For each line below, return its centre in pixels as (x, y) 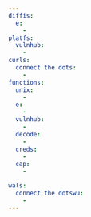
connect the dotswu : (49, 193)
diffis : (21, 16)
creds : (26, 149)
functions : (26, 82)
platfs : (21, 38)
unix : (25, 90)
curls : (19, 61)
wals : (17, 186)
